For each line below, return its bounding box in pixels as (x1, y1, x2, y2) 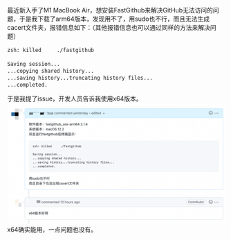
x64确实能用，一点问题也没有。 (7, 225, 98, 234)
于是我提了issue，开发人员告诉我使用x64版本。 (7, 94, 142, 103)
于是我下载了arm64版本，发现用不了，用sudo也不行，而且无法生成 (19, 15, 210, 23)
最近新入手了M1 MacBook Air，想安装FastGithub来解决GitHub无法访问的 (7, 6, 213, 14)
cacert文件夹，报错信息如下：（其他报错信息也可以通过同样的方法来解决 (7, 24, 211, 31)
